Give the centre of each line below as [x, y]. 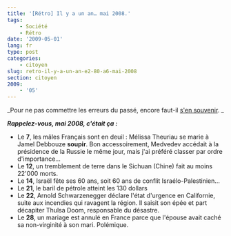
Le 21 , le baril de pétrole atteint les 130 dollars [82, 188]
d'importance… [39, 159]
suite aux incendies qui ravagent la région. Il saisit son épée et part [112, 203]
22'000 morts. [38, 174]
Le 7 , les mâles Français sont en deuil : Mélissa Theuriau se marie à [113, 137]
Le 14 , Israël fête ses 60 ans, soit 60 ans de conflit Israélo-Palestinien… [119, 181]
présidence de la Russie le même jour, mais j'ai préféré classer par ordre [120, 152]
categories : [24, 59]
